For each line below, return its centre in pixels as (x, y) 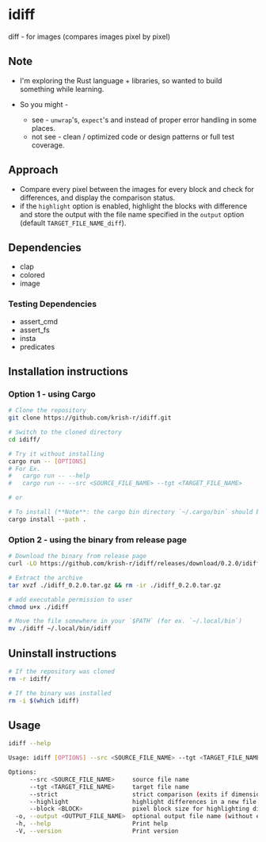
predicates (37, 346)
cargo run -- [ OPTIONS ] (47, 461)
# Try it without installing (56, 454)
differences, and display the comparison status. (97, 197)
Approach (33, 170)
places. (44, 128)
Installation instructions (68, 371)
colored (32, 275)
